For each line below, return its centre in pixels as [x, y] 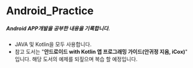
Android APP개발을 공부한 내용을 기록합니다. [58, 28]
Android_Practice [50, 11]
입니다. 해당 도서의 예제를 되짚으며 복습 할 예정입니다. [76, 59]
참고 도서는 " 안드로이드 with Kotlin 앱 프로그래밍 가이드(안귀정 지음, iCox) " [101, 52]
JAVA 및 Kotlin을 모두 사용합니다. [53, 44]
